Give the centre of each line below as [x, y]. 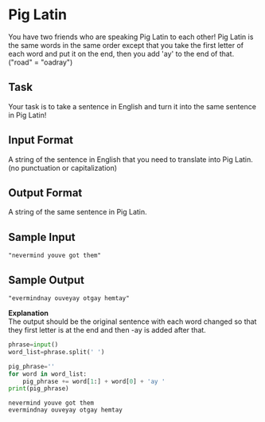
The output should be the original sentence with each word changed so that [132, 321]
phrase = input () [33, 345]
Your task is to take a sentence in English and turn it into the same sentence [132, 106]
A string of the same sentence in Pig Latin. [78, 212]
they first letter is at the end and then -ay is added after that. [107, 330]
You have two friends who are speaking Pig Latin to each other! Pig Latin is [131, 37]
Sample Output [47, 280]
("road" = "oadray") [41, 62]
